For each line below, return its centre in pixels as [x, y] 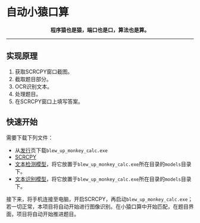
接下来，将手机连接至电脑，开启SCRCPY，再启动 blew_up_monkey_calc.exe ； [100, 199]
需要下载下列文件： [30, 137]
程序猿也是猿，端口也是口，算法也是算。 [100, 30]
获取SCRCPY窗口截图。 [44, 72]
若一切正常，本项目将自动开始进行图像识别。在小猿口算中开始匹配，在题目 [97, 206]
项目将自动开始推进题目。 [48, 214]
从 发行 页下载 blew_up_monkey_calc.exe [61, 150]
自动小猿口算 [38, 12]
